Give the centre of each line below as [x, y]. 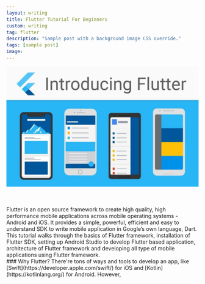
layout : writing [27, 13]
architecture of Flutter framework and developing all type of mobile [91, 248]
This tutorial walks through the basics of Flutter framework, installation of [98, 235]
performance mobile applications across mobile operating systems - [92, 216]
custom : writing [27, 26]
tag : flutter [23, 32]
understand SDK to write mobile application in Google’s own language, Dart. [102, 228]
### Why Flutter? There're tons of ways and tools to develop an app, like [98, 261]
